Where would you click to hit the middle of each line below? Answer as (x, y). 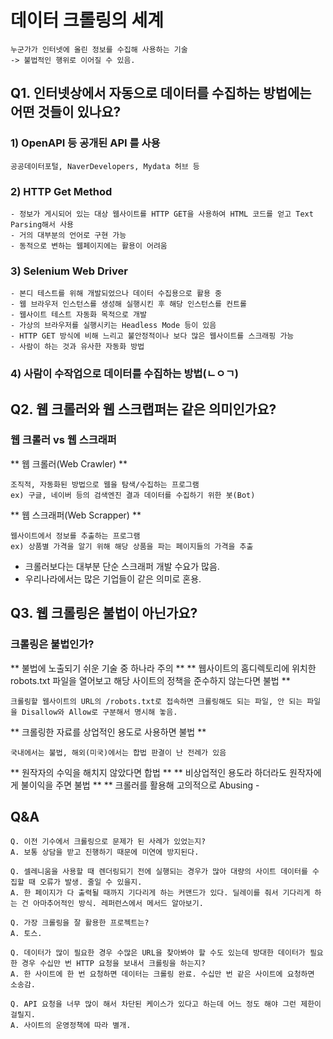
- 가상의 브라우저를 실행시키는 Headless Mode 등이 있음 (113, 326)
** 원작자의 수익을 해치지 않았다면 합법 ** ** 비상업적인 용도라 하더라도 (149, 772)
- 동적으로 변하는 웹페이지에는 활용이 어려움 (89, 246)
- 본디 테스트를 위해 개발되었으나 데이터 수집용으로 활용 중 (116, 294)
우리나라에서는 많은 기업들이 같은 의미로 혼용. (113, 578)
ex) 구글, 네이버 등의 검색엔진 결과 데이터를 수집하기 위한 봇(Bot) (133, 495)
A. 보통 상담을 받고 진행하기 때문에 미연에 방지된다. (105, 852)
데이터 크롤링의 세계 (87, 20)
